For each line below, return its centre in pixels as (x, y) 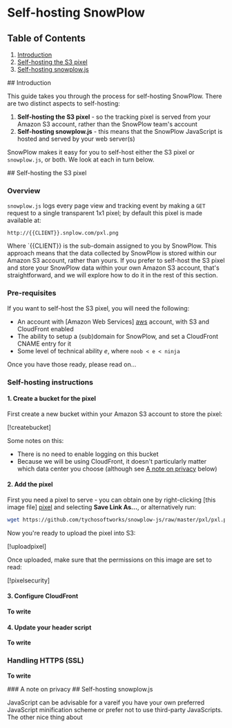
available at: (24, 220)
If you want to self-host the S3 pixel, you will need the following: (98, 308)
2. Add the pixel (30, 484)
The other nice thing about (45, 717)
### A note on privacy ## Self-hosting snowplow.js (80, 689)
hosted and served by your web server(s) (76, 139)
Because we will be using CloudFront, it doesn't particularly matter (112, 461)
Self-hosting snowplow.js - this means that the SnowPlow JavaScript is (120, 131)
